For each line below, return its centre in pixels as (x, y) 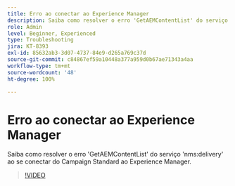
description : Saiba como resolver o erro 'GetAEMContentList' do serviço (118, 20)
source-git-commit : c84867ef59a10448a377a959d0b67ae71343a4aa (100, 60)
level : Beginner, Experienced (52, 33)
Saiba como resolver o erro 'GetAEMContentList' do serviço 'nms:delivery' (115, 154)
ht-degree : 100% (31, 79)
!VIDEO (35, 175)
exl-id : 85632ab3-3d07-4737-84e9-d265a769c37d (77, 53)
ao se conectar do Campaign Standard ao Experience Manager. (100, 161)
